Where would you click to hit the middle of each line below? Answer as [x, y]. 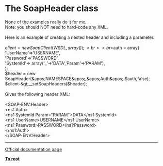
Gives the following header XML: [38, 94]
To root [12, 159]
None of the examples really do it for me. [46, 22]
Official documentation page [33, 149]
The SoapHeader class [52, 8]
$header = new [20, 73]
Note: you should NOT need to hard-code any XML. [57, 27]
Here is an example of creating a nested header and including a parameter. [80, 37]
